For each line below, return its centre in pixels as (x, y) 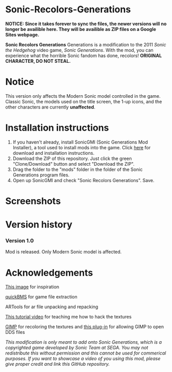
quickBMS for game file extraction (42, 297)
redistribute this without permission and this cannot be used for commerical (86, 353)
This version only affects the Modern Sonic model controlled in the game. (83, 96)
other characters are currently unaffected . (50, 107)
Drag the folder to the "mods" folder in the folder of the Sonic (78, 169)
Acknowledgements (49, 272)
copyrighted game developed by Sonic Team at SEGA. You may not (77, 348)
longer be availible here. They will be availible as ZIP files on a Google (81, 29)
